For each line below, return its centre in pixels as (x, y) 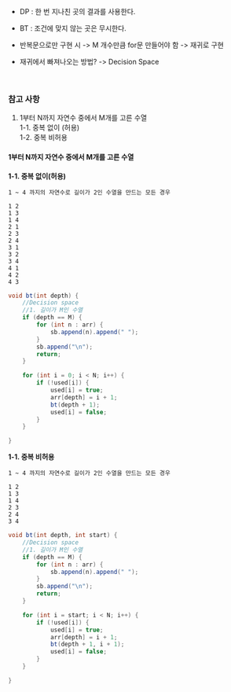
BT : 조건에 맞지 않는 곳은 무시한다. (73, 28)
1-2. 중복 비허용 (44, 138)
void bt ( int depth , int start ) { (63, 536)
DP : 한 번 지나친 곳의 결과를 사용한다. (77, 11)
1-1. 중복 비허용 (31, 457)
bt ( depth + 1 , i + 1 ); (87, 644)
